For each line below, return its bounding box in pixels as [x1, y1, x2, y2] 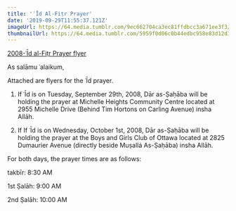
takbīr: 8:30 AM [7, 168, 53, 177]
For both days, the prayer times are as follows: [7, 155, 142, 163]
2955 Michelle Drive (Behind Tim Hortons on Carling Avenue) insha [17, 105, 212, 113]
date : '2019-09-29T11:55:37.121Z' [7, 17, 109, 24]
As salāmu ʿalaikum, [7, 63, 65, 71]
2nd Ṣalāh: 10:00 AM [7, 196, 68, 204]
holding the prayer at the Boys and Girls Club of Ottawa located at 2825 [17, 134, 225, 142]
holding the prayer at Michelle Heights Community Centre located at [17, 98, 215, 106]
